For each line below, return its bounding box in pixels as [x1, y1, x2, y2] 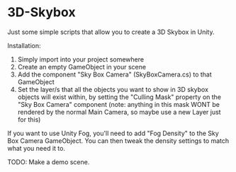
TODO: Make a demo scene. [7, 157, 90, 166]
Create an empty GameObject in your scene [17, 62, 147, 71]
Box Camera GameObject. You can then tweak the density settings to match [7, 136, 230, 145]
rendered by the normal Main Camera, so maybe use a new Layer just [17, 108, 221, 116]
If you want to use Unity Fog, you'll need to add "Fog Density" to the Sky [7, 129, 220, 137]
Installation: [7, 41, 41, 50]
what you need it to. [7, 144, 66, 152]
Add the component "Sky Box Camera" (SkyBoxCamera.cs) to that [17, 70, 213, 79]
